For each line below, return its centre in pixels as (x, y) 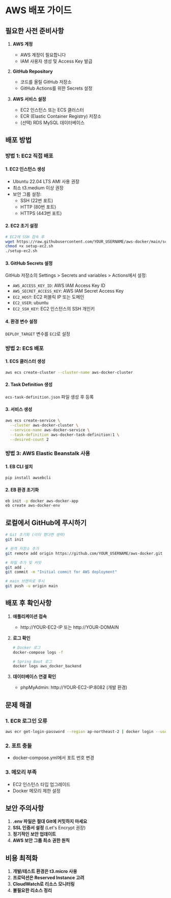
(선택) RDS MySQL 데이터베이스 (52, 122)
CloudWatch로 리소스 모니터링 (44, 884)
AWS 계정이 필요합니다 (43, 55)
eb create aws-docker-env (33, 506)
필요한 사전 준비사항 (35, 31)
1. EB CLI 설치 (19, 466)
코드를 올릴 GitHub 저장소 (46, 82)
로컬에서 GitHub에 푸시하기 (46, 523)
